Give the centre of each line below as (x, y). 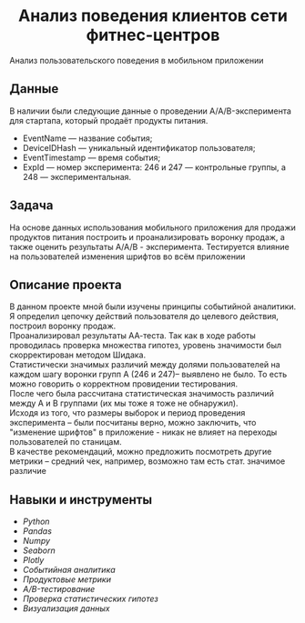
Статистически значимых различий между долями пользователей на (145, 365)
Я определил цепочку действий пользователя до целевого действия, (144, 317)
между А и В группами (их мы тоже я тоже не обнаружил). (124, 403)
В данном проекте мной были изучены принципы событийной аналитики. (153, 306)
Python (36, 522)
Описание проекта (66, 284)
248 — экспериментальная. (77, 176)
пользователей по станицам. (66, 442)
